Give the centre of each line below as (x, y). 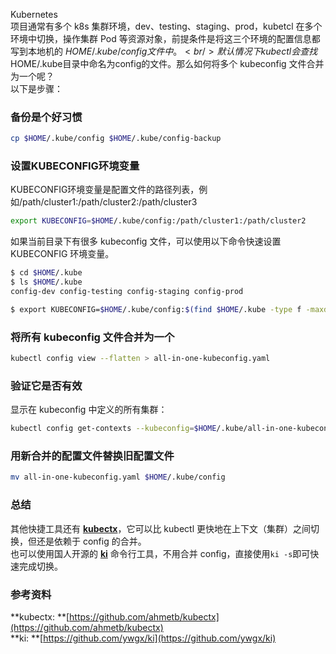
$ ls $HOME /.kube (46, 282)
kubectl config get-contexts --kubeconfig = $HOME (113, 429)
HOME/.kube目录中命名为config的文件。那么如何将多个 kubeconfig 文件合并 (167, 63)
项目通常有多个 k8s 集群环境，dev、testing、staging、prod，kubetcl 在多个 (166, 26)
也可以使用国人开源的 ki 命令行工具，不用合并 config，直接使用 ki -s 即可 (160, 553)
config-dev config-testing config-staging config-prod (127, 292)
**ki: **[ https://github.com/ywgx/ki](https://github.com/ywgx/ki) (143, 638)
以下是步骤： (36, 88)
